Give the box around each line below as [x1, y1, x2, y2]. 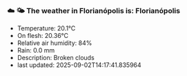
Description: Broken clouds [17, 54, 95, 62]
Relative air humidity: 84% [17, 39, 92, 47]
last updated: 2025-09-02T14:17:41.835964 [17, 61, 141, 69]
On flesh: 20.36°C [17, 32, 69, 40]
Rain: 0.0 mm [17, 46, 55, 55]
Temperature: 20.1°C [17, 24, 76, 32]
